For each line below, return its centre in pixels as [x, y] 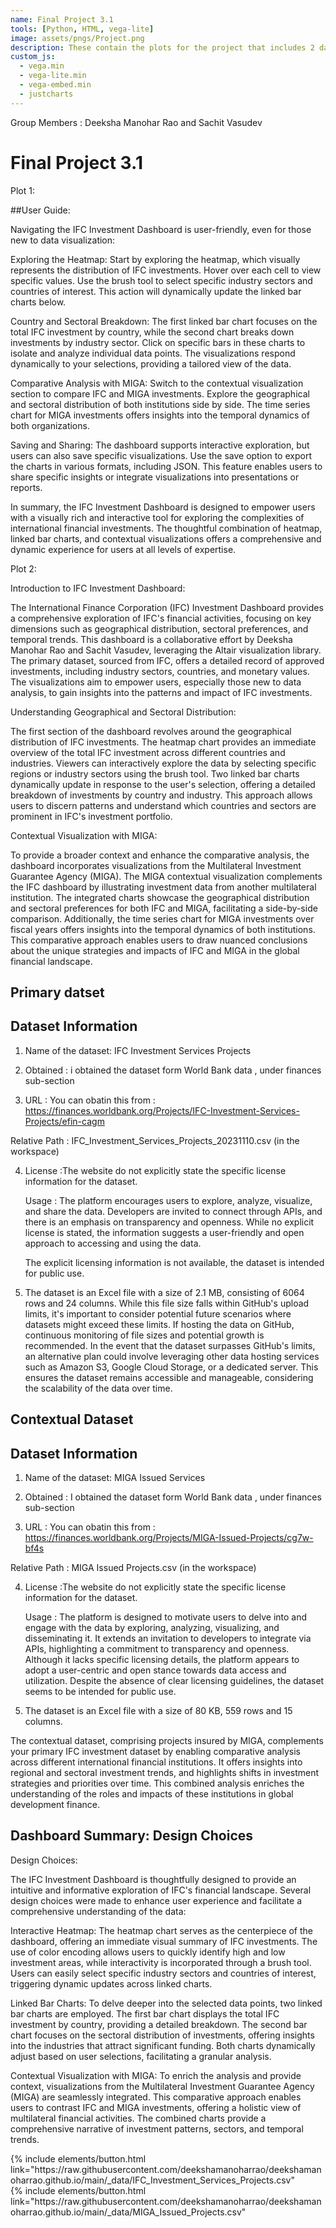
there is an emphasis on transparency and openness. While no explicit [169, 1222]
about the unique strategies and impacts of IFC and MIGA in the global [155, 950]
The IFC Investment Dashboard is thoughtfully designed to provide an [153, 1879]
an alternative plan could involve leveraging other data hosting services [172, 1356]
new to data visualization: [63, 240]
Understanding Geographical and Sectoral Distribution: [123, 712]
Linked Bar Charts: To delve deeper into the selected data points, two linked [166, 2003]
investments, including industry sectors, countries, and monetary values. [160, 671]
